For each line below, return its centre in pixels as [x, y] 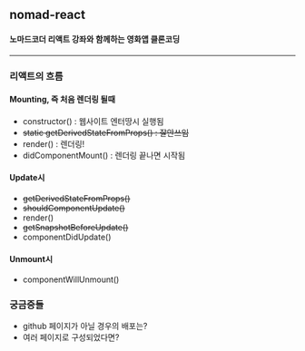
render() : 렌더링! [54, 143]
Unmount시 [31, 258]
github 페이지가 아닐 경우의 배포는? [85, 327]
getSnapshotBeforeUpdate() [75, 227]
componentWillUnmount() [71, 279]
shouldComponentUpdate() [74, 208]
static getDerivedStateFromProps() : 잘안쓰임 [105, 132]
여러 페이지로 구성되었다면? [71, 337]
